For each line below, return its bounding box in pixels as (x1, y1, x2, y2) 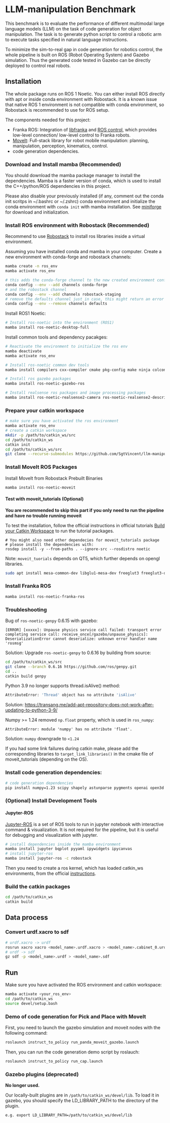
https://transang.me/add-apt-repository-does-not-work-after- (24, 702, 154, 708)
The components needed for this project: (5, 117, 91, 123)
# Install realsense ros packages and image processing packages (5, 390, 146, 395)
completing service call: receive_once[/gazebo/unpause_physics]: (5, 632, 148, 637)
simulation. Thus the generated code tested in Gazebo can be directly (5, 57, 151, 63)
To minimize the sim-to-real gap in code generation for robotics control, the (5, 46, 163, 52)
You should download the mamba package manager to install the (5, 173, 141, 179)
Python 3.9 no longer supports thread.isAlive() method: (5, 683, 120, 689)
